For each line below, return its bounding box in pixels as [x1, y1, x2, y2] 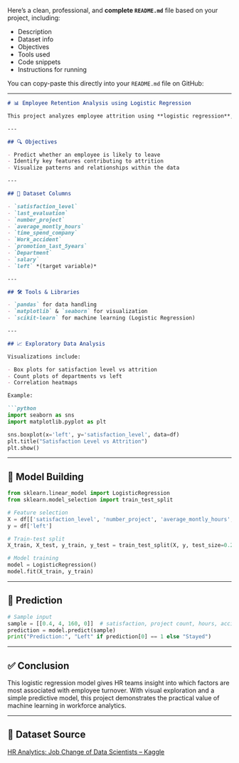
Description [17, 28, 52, 36]
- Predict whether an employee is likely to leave [7, 151, 161, 158]
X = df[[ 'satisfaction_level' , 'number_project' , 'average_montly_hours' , [7, 516, 234, 523]
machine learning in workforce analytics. [7, 702, 127, 710]
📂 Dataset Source [7, 729, 86, 741]
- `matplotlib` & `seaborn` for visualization [7, 308, 148, 315]
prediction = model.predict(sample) [7, 627, 116, 634]
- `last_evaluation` [7, 210, 69, 217]
